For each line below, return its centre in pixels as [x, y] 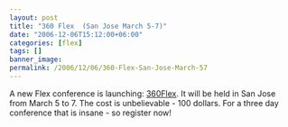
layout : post [34, 18]
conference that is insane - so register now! [90, 113]
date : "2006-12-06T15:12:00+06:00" [76, 34]
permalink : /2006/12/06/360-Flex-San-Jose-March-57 [108, 68]
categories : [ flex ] [46, 43]
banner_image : [36, 59]
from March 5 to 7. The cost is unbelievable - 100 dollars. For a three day [144, 103]
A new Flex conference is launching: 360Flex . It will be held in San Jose [143, 93]
